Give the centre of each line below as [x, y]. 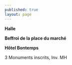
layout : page [18, 14]
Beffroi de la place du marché [36, 38]
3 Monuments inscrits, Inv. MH [36, 57]
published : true [21, 10]
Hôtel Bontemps [22, 48]
